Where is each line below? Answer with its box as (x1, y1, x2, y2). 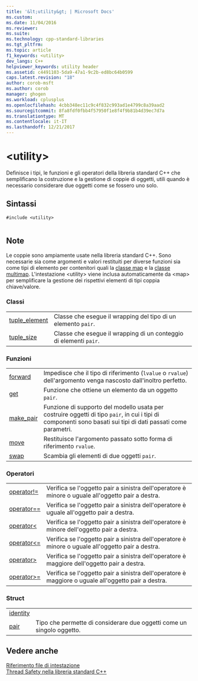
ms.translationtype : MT (6, 113, 65, 119)
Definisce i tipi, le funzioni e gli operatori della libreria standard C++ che (6, 169, 181, 176)
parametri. (43, 425, 72, 434)
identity (9, 609, 31, 617)
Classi (6, 298, 25, 306)
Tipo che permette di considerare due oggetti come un (35, 618, 187, 627)
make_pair (9, 414, 38, 422)
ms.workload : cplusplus (6, 96, 65, 102)
